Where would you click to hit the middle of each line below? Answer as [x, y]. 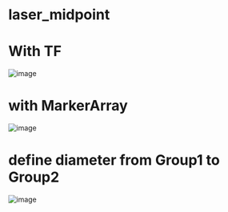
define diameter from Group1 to [114, 160]
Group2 [34, 177]
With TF [35, 52]
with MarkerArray [68, 106]
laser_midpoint [59, 15]
